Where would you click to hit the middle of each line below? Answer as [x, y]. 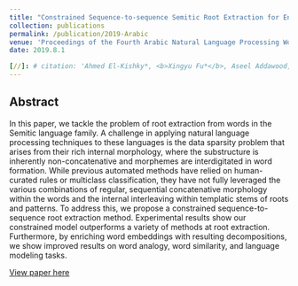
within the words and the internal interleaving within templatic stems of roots [149, 198]
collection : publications [57, 26]
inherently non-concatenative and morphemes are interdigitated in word [141, 161]
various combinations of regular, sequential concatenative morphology [138, 189]
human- [248, 170]
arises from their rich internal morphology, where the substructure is [134, 151]
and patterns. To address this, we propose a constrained [113, 208]
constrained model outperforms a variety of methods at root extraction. [140, 227]
